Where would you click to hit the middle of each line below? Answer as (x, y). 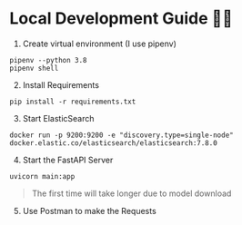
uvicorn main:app (42, 176)
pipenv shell (34, 68)
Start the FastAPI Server (68, 160)
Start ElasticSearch (58, 118)
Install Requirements (61, 84)
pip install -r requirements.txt (73, 102)
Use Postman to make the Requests (89, 210)
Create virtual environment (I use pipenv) (100, 44)
